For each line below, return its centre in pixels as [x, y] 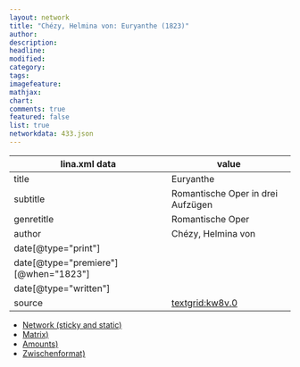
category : [28, 68]
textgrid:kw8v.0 [204, 303]
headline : [28, 51]
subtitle [29, 199]
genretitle [34, 219]
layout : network [39, 17]
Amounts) [40, 344]
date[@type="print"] [57, 248]
